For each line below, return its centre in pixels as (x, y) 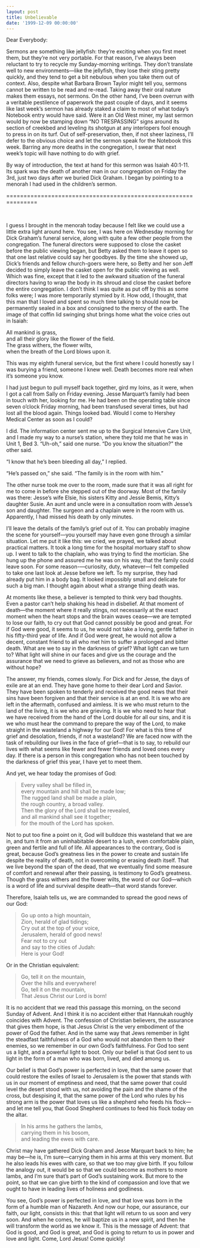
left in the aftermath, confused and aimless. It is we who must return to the (98, 704)
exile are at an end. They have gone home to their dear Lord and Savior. (94, 685)
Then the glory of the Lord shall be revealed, (76, 810)
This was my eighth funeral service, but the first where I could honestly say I (100, 363)
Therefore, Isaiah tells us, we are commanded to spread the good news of (97, 897)
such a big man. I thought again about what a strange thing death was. (93, 586)
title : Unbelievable (32, 17)
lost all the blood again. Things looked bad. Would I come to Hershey (91, 413)
